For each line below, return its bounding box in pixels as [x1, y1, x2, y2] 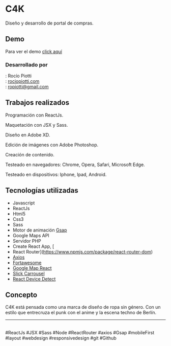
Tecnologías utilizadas [5, 186, 78, 195]
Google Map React [12, 265, 52, 271]
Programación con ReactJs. [5, 112, 64, 118]
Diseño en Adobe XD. [5, 131, 50, 138]
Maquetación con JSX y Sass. [5, 122, 68, 128]
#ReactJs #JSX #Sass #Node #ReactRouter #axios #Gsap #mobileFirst [5, 330, 155, 336]
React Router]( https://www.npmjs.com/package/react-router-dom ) [12, 248, 153, 255]
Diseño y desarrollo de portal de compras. [5, 20, 94, 26]
